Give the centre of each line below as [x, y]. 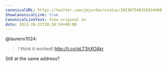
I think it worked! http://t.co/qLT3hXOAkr [61, 49]
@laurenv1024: [21, 39]
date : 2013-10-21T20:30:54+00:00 [41, 24]
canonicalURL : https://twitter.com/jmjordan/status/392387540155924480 [83, 10]
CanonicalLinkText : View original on [46, 19]
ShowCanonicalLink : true [32, 15]
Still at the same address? [33, 59]
